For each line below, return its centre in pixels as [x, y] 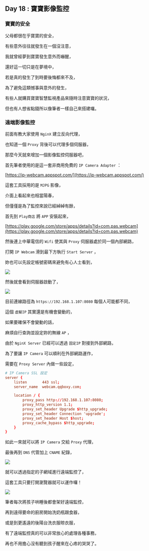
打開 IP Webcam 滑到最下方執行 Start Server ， [52, 252]
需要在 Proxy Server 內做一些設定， [41, 363]
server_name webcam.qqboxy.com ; [48, 387]
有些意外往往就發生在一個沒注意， [39, 46]
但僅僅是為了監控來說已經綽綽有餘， [41, 206]
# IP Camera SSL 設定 [26, 373]
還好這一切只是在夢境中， [31, 67]
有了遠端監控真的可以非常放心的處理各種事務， [52, 533]
